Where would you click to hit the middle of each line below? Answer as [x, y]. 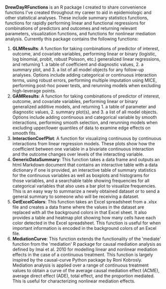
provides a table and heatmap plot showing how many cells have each [84, 218]
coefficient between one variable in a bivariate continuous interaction [83, 149]
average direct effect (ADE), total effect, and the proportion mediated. [83, 276]
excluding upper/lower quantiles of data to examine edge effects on [81, 128]
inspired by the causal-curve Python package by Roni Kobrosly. [77, 260]
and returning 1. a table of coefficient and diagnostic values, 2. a [78, 64]
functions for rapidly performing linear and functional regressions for [75, 23]
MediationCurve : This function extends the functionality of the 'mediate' [86, 239]
